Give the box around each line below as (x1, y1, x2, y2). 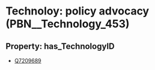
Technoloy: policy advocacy (5, 4, 150, 18)
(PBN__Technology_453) (5, 17, 130, 31)
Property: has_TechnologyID (5, 41, 115, 51)
